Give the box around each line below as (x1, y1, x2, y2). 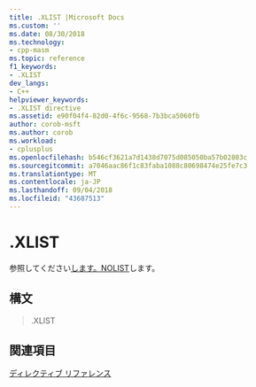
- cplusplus (9, 144, 53, 153)
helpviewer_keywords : (9, 95, 89, 104)
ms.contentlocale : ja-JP (9, 178, 101, 187)
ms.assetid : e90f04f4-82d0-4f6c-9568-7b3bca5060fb (9, 112, 200, 120)
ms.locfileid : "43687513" (9, 194, 105, 204)
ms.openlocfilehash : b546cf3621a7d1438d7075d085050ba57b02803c (9, 152, 248, 162)
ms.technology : (9, 37, 66, 47)
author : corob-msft (9, 120, 81, 129)
